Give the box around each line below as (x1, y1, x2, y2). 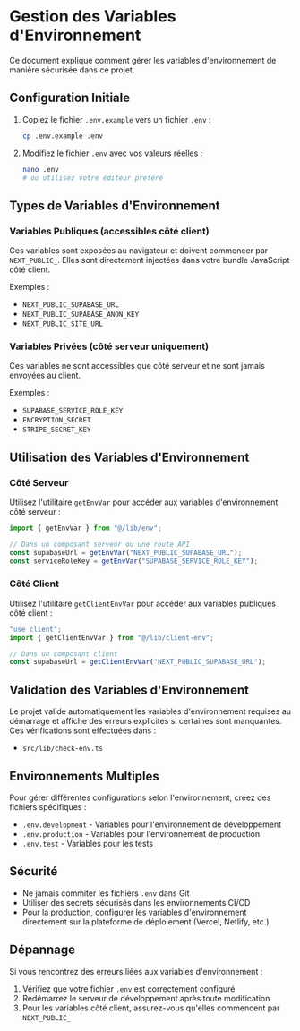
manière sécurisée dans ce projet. (9, 64, 135, 75)
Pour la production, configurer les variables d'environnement (21, 907, 247, 917)
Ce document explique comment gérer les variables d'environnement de (9, 55, 277, 65)
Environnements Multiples (9, 768, 159, 784)
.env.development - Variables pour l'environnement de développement (21, 819, 282, 830)
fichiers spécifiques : (9, 801, 87, 812)
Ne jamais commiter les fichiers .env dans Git (21, 888, 190, 899)
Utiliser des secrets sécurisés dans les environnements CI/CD (21, 897, 251, 907)
